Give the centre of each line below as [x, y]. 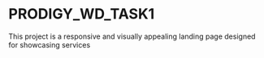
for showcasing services [50, 44]
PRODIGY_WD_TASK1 [82, 14]
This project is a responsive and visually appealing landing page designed [132, 36]
